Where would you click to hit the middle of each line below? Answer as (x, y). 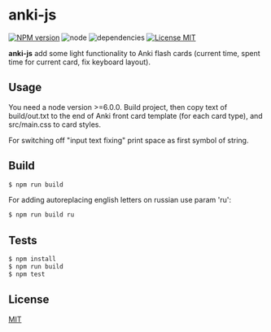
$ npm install (33, 259)
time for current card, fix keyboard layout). (79, 62)
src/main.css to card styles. (55, 124)
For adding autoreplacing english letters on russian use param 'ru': (120, 200)
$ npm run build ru (42, 215)
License (29, 300)
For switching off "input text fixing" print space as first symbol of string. (129, 140)
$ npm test (27, 274)
